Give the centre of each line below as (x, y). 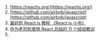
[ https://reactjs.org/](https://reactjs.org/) (51, 7)
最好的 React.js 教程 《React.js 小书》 (48, 23)
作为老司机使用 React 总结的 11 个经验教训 (52, 29)
